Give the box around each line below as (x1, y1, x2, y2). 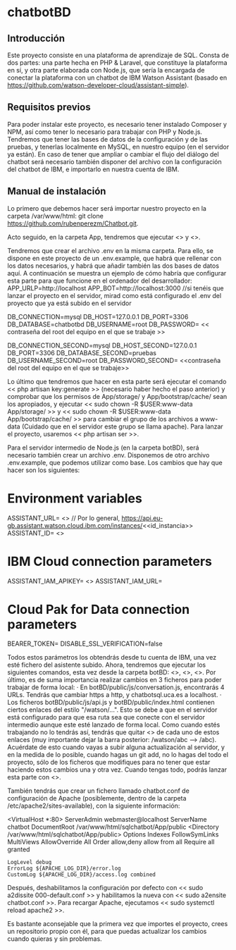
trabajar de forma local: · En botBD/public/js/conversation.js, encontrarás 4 (7, 683, 225, 691)
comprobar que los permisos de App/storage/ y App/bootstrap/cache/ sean (7, 392, 228, 400)
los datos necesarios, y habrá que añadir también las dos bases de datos (7, 261, 220, 270)
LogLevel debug (7, 859, 52, 866)
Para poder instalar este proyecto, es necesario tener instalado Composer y (7, 120, 228, 128)
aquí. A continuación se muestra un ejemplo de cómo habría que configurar (7, 269, 227, 277)
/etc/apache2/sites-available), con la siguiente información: (7, 801, 180, 810)
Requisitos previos (7, 101, 91, 113)
